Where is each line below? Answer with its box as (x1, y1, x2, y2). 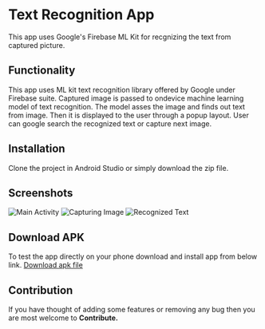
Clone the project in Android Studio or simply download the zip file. (8, 163, 229, 172)
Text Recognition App (8, 6, 155, 24)
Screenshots (8, 186, 73, 200)
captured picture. (8, 40, 65, 50)
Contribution (8, 283, 73, 297)
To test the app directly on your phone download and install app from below (8, 252, 258, 261)
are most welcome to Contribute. (8, 313, 118, 323)
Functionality (8, 64, 76, 77)
